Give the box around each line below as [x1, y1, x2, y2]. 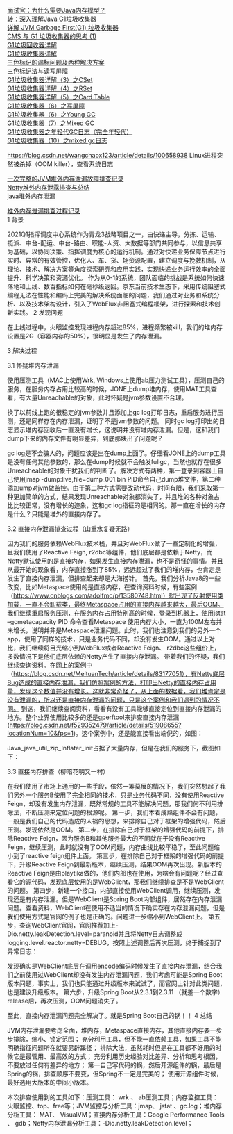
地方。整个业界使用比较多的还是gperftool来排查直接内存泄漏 [7, 713, 180, 721]
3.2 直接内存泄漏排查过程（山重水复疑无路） [7, 525, 134, 533]
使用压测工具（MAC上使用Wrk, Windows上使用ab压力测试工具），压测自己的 [7, 376, 225, 384]
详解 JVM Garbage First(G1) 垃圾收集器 [7, 24, 119, 31]
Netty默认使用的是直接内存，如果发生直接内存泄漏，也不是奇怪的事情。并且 [7, 557, 224, 565]
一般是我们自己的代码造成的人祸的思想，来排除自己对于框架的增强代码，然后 [7, 817, 226, 825]
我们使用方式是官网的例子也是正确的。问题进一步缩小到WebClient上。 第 [7, 912, 215, 921]
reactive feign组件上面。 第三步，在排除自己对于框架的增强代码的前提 [25, 852, 224, 860]
